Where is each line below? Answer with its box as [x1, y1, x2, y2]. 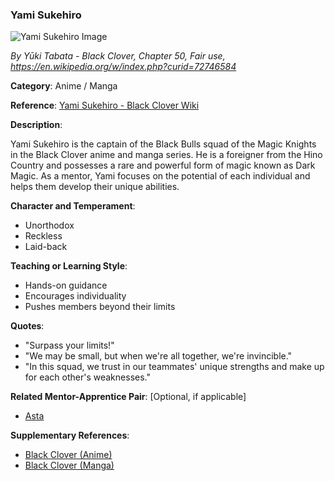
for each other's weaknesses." [24, 371, 151, 383]
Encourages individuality [24, 290, 127, 302]
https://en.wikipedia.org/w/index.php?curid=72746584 [10, 61, 237, 73]
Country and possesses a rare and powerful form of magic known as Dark [10, 159, 316, 172]
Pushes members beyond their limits [24, 301, 176, 313]
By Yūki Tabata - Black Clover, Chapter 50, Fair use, [10, 50, 226, 62]
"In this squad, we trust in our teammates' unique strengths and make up [24, 361, 325, 373]
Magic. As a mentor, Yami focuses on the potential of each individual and [10, 170, 311, 182]
